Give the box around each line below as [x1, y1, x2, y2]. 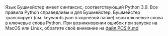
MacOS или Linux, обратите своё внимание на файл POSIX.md [5, 25, 139, 31]
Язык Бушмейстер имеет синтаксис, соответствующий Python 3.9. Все [5, 4, 158, 10]
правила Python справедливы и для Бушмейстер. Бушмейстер [5, 9, 141, 15]
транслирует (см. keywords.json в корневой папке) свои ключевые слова [5, 15, 163, 20]
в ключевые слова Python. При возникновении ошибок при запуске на [5, 20, 157, 26]
